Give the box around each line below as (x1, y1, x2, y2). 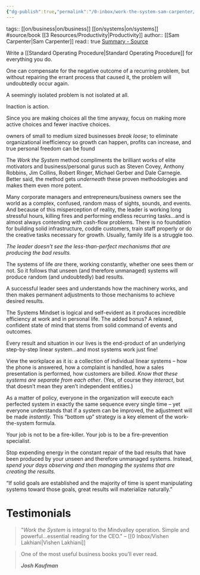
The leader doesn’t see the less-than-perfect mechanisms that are (6, 242, 171, 250)
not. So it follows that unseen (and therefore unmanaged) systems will (6, 267, 178, 274)
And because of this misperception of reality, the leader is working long (6, 206, 182, 213)
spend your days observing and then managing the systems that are (6, 461, 175, 468)
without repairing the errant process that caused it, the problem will (6, 73, 171, 80)
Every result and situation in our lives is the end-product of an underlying (6, 339, 186, 346)
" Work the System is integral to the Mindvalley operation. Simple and (20, 526, 189, 533)
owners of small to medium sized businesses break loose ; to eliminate (6, 132, 179, 139)
